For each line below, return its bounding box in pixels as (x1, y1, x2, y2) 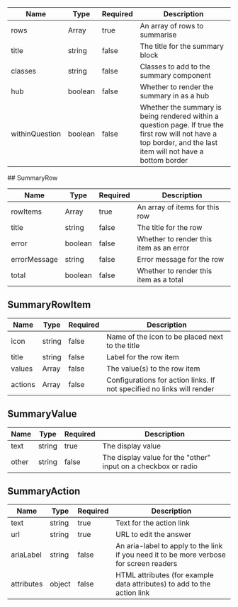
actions (11, 379, 35, 389)
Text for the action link (115, 518, 190, 528)
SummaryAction (7, 485, 81, 497)
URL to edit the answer (115, 530, 191, 540)
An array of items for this (137, 202, 220, 212)
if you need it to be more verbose (115, 550, 227, 560)
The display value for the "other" (102, 452, 211, 462)
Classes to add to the (140, 62, 210, 71)
